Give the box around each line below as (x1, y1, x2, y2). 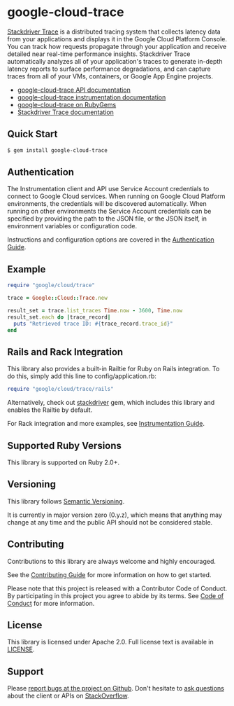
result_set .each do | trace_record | (7, 313, 111, 321)
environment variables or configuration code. (7, 222, 138, 230)
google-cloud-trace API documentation (17, 85, 131, 94)
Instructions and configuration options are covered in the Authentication (7, 235, 214, 244)
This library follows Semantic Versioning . (7, 497, 125, 505)
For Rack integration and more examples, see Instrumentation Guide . (7, 420, 205, 428)
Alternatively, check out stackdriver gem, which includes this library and (7, 399, 215, 407)
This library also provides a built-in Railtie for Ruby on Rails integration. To (7, 365, 220, 373)
